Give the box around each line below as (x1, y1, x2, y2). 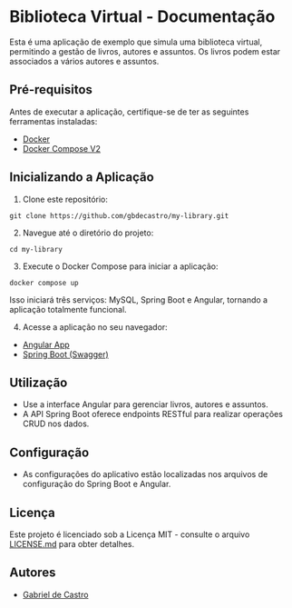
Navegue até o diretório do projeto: (22, 227, 154, 238)
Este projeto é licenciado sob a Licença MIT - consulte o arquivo (9, 529, 250, 540)
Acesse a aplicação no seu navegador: (22, 321, 168, 333)
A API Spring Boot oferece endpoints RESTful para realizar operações (22, 409, 284, 420)
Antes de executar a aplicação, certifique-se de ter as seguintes (9, 106, 249, 117)
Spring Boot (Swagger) (22, 348, 109, 360)
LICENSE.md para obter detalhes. (9, 539, 134, 549)
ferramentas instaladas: (9, 115, 98, 126)
